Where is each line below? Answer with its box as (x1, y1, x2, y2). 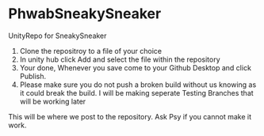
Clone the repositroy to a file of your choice (19, 46, 163, 55)
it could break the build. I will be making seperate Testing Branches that (19, 88, 254, 97)
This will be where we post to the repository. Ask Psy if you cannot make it (8, 111, 252, 121)
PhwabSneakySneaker (8, 5, 162, 23)
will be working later (19, 96, 86, 106)
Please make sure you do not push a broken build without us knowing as (19, 80, 257, 89)
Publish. (19, 71, 47, 81)
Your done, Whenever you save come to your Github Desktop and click (19, 62, 252, 72)
